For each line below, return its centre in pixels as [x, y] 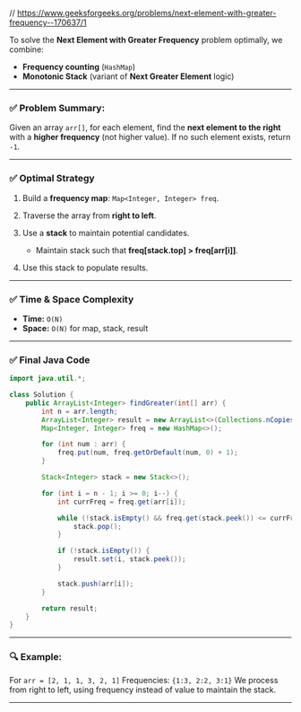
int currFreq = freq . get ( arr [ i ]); [121, 502]
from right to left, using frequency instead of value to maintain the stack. [142, 690]
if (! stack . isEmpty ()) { [103, 551]
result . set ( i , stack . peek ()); [129, 559]
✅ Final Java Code [50, 360]
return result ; [70, 608]
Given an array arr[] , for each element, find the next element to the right [145, 127]
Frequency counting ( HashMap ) [79, 67]
